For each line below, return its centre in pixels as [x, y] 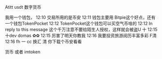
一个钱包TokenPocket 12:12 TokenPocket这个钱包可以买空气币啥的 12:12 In [79, 23]
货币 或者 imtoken [23, 52]
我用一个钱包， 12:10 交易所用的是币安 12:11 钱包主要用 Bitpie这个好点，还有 [80, 17]
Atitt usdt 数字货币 [23, 7]
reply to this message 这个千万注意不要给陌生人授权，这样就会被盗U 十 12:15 [81, 29]
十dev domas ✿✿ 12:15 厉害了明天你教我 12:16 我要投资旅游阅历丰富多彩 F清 [81, 36]
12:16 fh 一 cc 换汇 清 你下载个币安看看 [44, 42]
